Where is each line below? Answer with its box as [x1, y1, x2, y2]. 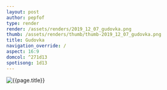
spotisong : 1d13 [6, 60, 47, 66]
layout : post [6, 9, 39, 15]
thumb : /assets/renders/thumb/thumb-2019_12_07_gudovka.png [6, 32, 162, 38]
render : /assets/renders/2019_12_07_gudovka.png [6, 26, 132, 32]
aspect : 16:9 [6, 49, 39, 55]
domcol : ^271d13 [6, 54, 47, 60]
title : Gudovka [6, 37, 45, 43]
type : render [6, 20, 39, 26]
